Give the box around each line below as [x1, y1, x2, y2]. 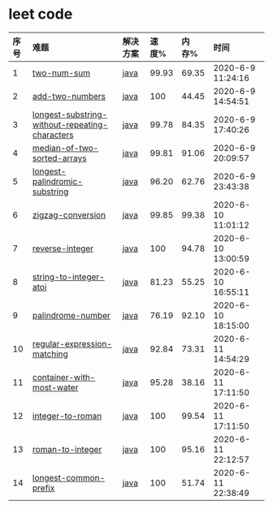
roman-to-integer [32, 443, 102, 455]
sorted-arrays [32, 152, 87, 163]
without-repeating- [32, 119, 108, 130]
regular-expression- [32, 338, 112, 349]
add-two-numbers [32, 90, 106, 101]
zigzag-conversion [32, 209, 106, 220]
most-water [32, 382, 79, 393]
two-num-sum [32, 67, 91, 78]
